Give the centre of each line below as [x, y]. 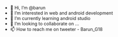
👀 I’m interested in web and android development [62, 13]
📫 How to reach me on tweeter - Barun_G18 [56, 29]
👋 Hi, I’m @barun [28, 8]
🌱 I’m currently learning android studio [50, 18]
